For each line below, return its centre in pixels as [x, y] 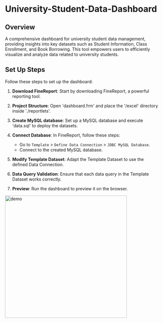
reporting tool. [26, 96]
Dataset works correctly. [37, 179]
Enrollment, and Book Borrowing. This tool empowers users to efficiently [78, 49]
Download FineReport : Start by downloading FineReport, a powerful [81, 91]
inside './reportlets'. [31, 111]
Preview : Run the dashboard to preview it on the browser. [70, 188]
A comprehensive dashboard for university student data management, [75, 39]
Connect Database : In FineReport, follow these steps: [66, 135]
